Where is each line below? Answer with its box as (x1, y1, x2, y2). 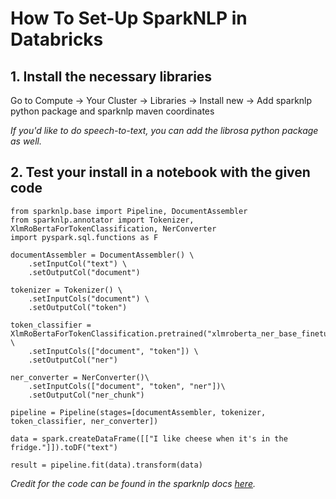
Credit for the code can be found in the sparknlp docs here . (10, 477, 256, 489)
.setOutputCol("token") (28, 302, 128, 312)
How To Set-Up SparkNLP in (10, 7, 248, 30)
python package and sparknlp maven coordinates (10, 105, 215, 117)
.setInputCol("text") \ (28, 258, 128, 269)
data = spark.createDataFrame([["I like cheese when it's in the (10, 433, 288, 444)
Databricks (10, 28, 104, 51)
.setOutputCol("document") (28, 267, 141, 277)
